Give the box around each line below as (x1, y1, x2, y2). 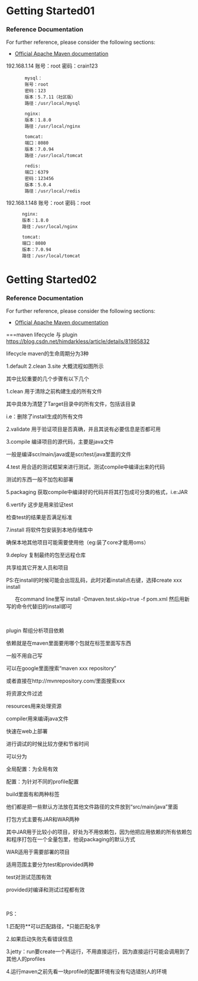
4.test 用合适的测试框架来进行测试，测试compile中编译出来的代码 (6, 463, 165, 470)
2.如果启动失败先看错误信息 (6, 935, 73, 942)
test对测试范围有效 (6, 873, 52, 880)
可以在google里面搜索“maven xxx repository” (6, 665, 116, 672)
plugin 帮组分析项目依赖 (6, 627, 64, 634)
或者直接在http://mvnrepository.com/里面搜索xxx (6, 677, 125, 684)
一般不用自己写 (6, 652, 43, 659)
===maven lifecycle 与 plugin (6, 331, 78, 338)
